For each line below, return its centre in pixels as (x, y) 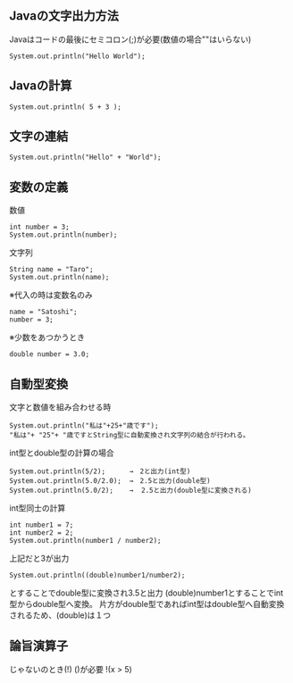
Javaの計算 (41, 86)
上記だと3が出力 (39, 558)
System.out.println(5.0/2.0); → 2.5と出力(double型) (110, 481)
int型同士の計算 (38, 508)
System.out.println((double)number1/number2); (97, 575)
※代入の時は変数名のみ (51, 295)
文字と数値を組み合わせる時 (60, 407)
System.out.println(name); (59, 278)
